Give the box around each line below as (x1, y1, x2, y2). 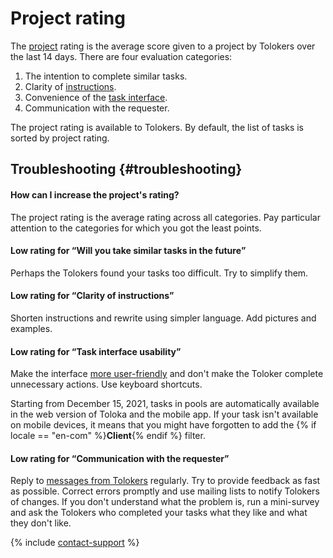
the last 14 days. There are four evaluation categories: (10, 50, 233, 62)
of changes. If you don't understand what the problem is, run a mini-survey (10, 496, 320, 508)
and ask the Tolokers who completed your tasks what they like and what (10, 507, 308, 519)
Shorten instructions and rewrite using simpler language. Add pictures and (10, 312, 317, 324)
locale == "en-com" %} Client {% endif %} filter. (10, 430, 206, 442)
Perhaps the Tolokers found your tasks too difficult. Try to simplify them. (10, 267, 309, 279)
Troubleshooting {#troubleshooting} (10, 161, 243, 178)
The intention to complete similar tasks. (24, 70, 188, 82)
